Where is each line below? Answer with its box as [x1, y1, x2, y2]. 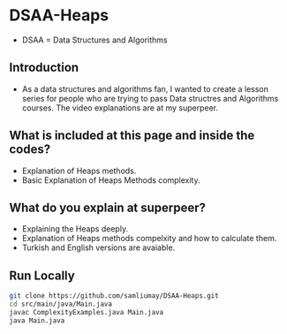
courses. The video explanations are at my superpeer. [21, 102, 219, 113]
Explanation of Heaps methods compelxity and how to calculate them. [21, 233, 277, 244]
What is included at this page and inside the [9, 128, 255, 143]
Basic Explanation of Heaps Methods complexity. [21, 174, 200, 186]
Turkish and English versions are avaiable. [21, 242, 176, 253]
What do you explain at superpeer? [9, 200, 206, 215]
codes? [9, 142, 51, 157]
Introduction [9, 60, 79, 75]
